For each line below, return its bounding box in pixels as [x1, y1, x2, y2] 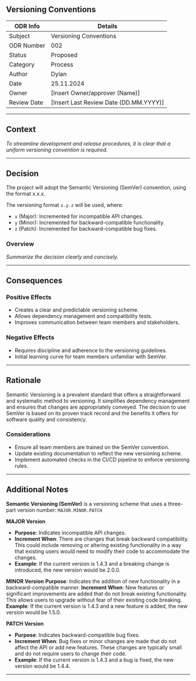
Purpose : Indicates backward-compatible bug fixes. [14, 631, 140, 638]
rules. [14, 462, 29, 469]
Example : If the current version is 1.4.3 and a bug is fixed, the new [14, 656, 174, 663]
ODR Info [14, 22, 40, 30]
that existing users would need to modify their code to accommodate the [14, 548, 190, 555]
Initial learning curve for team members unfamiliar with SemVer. [14, 353, 167, 360]
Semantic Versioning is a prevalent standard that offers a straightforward [6, 391, 181, 398]
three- [168, 500, 183, 507]
